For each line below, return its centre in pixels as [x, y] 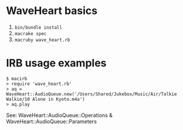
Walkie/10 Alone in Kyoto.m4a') [45, 99]
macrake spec [30, 33]
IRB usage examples [56, 63]
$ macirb [17, 78]
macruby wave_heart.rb [42, 40]
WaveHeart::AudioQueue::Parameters [51, 121]
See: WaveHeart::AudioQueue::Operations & [59, 115]
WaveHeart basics [52, 11]
